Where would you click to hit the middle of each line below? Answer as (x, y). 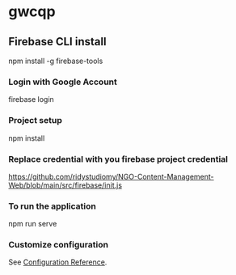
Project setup (35, 121)
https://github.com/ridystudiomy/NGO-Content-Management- (111, 176)
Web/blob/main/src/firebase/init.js (65, 185)
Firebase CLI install (57, 42)
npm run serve (33, 224)
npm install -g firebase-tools (56, 61)
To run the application (53, 206)
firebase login (31, 99)
